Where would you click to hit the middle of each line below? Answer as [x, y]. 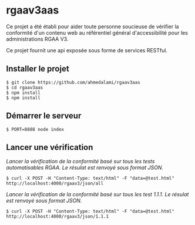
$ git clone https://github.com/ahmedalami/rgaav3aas [73, 82]
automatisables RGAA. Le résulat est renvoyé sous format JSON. [85, 167]
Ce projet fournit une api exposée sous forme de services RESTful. [87, 50]
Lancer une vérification [50, 147]
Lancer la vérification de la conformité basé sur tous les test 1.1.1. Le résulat [97, 194]
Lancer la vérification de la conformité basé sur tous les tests [80, 162]
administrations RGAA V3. [37, 39]
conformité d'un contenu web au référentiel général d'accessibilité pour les [97, 32]
